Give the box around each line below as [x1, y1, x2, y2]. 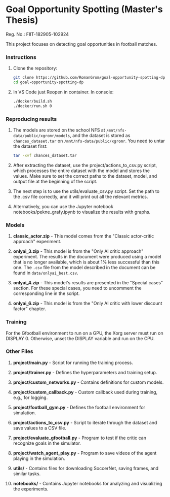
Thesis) [6, 14, 38, 26]
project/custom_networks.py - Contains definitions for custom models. [13, 379, 164, 385]
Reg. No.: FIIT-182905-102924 [6, 31, 69, 37]
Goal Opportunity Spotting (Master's [6, 4, 163, 15]
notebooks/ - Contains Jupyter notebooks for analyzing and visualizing [13, 480, 162, 486]
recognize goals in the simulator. [13, 440, 81, 446]
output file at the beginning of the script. [13, 178, 98, 184]
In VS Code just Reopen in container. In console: [13, 89, 114, 95]
